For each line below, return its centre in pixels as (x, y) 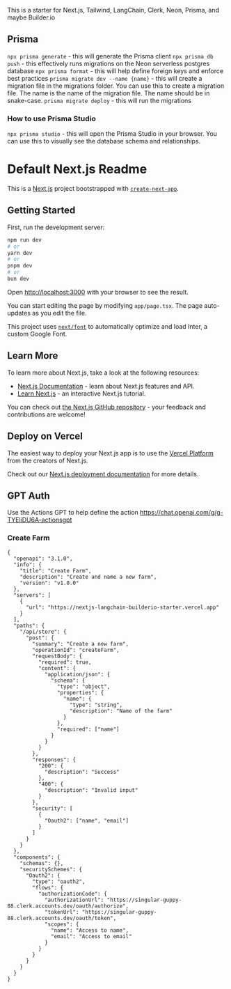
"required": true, (65, 662)
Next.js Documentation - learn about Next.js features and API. (106, 386)
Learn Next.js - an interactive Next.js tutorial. (81, 394)
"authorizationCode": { (73, 894)
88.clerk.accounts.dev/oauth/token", (62, 918)
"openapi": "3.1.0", (43, 559)
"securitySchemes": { (51, 869)
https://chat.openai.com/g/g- (182, 513)
